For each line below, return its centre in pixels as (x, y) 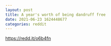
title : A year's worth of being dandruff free (55, 15)
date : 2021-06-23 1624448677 (36, 19)
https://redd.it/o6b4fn (28, 38)
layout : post (19, 10)
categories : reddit (26, 24)
